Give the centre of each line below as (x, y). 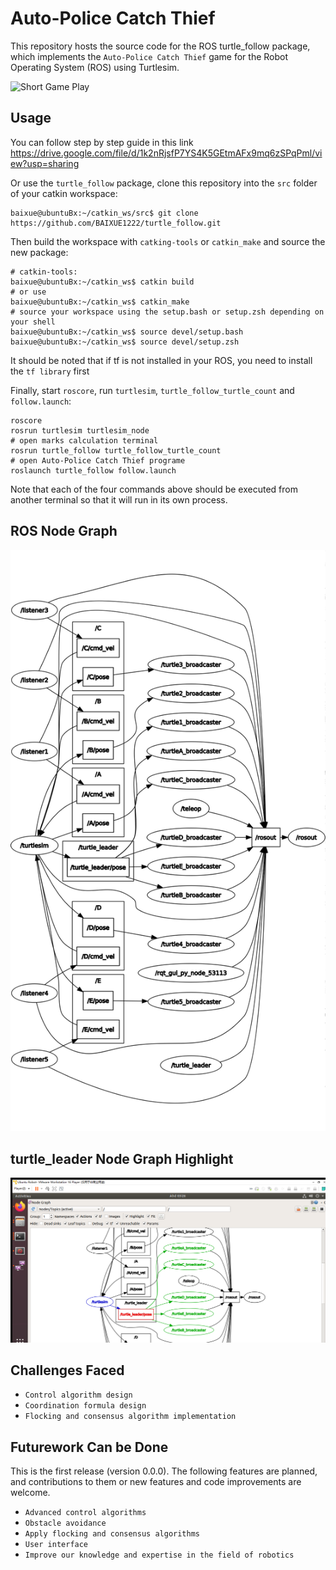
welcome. (30, 1493)
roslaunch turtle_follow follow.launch (93, 470)
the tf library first (50, 371)
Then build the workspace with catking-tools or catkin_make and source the (168, 241)
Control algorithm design (78, 1395)
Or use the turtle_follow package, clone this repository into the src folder (164, 183)
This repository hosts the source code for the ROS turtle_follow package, (160, 46)
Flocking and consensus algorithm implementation (130, 1417)
